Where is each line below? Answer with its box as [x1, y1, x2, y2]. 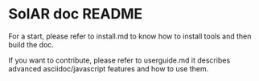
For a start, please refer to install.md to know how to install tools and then [8, 31, 252, 41]
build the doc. [8, 39, 55, 49]
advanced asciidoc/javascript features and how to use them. [8, 63, 209, 73]
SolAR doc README [8, 5, 143, 23]
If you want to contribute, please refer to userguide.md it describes [8, 55, 231, 65]
